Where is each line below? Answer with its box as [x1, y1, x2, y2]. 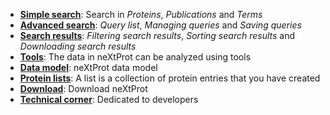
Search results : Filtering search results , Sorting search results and [19, 30, 296, 41]
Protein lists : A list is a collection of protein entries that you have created [19, 72, 321, 84]
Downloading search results [19, 40, 137, 52]
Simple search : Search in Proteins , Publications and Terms [19, 9, 263, 20]
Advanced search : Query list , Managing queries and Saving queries [19, 19, 302, 31]
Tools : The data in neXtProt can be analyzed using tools [19, 51, 252, 63]
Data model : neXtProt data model [19, 62, 158, 73]
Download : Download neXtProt [19, 83, 148, 94]
